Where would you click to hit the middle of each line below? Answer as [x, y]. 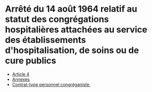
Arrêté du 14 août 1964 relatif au [71, 9]
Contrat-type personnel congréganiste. [51, 84]
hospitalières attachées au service [76, 30]
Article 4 [21, 74]
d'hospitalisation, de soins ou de [72, 50]
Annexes [21, 79]
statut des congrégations [57, 19]
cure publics [31, 61]
